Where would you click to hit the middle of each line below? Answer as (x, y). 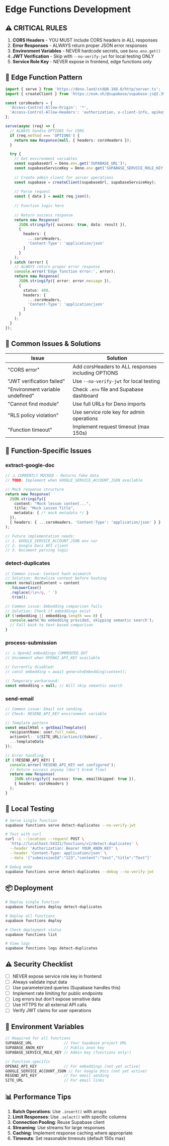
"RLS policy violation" (33, 415)
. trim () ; (19, 597)
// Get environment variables (46, 159)
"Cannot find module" (33, 404)
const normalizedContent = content (43, 583)
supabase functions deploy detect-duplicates (54, 907)
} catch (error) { (29, 262)
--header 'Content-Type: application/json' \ (58, 853)
